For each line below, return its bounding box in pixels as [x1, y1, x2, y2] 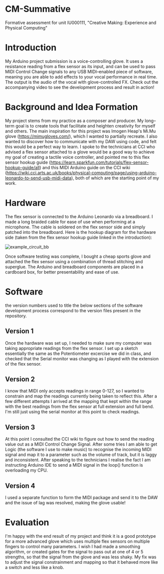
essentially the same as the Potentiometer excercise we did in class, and [5, 350, 151, 356]
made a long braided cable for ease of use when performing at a [5, 219, 136, 225]
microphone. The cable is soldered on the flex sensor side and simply [5, 224, 145, 230]
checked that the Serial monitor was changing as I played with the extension [5, 355, 159, 361]
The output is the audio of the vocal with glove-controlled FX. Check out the [5, 79, 159, 85]
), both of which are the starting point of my [71, 175, 159, 181]
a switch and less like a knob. [5, 564, 65, 570]
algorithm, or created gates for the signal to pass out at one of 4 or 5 [5, 549, 143, 554]
